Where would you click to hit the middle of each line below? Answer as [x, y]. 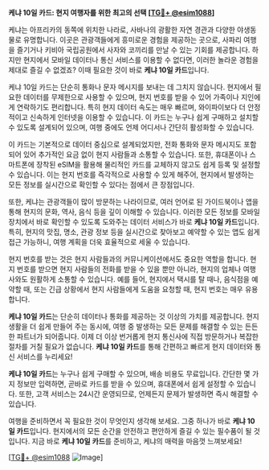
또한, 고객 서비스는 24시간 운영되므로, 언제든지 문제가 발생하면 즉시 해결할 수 [139, 394]
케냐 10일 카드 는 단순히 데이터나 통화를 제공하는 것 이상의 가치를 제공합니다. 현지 [134, 316]
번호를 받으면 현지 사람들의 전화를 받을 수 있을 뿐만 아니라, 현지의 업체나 [129, 269]
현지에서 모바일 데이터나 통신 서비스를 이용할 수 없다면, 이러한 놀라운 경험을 [141, 60]
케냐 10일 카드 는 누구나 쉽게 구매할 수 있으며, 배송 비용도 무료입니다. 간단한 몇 [129, 374]
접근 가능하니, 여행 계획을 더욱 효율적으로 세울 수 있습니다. [99, 242]
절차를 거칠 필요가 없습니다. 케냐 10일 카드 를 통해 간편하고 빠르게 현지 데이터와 [130, 346]
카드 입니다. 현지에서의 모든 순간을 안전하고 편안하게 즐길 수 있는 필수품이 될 [134, 431]
